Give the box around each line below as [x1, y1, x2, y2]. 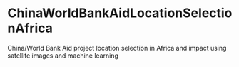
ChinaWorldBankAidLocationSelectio [7, 5, 233, 21]
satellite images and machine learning [7, 51, 119, 60]
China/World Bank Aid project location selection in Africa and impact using [7, 43, 227, 52]
